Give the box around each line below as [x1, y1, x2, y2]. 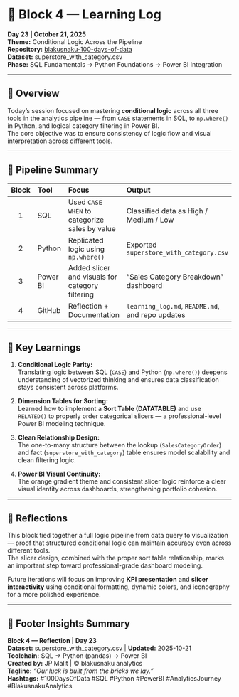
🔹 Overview [7, 87, 60, 100]
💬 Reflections [7, 512, 68, 524]
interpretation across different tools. [7, 137, 113, 145]
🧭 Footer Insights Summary [7, 617, 130, 629]
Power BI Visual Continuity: [17, 469, 101, 479]
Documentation [68, 309, 119, 319]
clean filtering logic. [17, 456, 76, 464]
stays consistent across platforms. [17, 383, 119, 392]
